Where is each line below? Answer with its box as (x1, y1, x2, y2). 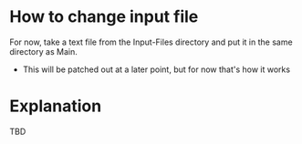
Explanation (9, 96, 102, 117)
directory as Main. (9, 46, 78, 57)
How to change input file (9, 6, 199, 27)
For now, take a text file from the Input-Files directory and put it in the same (9, 36, 294, 47)
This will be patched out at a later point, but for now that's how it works (22, 64, 290, 75)
